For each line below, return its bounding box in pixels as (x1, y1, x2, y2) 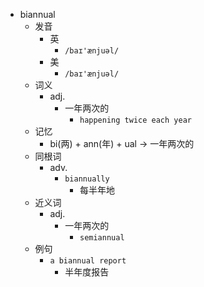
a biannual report (49, 256, 127, 266)
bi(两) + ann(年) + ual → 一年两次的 (49, 138, 195, 149)
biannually (64, 174, 110, 184)
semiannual (79, 233, 125, 243)
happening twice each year (79, 115, 192, 125)
